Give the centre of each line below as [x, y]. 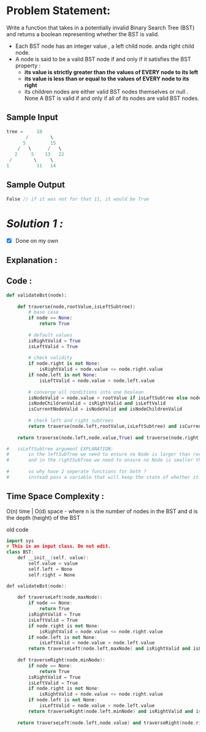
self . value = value [53, 564]
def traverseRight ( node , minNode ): [61, 660]
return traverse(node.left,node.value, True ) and [81, 438]
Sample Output [36, 185]
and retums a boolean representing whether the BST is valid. [83, 34]
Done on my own [36, 240]
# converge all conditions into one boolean [86, 392]
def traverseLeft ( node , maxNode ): [60, 597]
